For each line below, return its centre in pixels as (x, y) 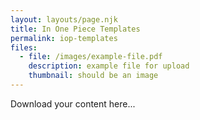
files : (24, 47)
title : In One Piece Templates (75, 29)
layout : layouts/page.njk (64, 19)
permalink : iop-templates (64, 38)
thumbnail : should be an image (93, 76)
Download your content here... (73, 103)
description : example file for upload (109, 66)
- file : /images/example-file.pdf (91, 57)
